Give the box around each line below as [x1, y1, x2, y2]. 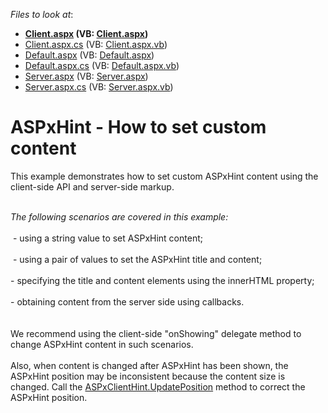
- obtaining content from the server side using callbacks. [10, 295, 245, 308]
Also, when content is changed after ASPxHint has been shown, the [10, 359, 289, 371]
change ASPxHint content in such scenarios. [10, 338, 194, 350]
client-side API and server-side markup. [10, 180, 175, 193]
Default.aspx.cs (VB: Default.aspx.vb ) [24, 60, 180, 71]
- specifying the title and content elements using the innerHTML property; [10, 274, 315, 286]
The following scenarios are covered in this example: [10, 210, 229, 223]
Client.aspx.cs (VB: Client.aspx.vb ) [24, 39, 168, 50]
